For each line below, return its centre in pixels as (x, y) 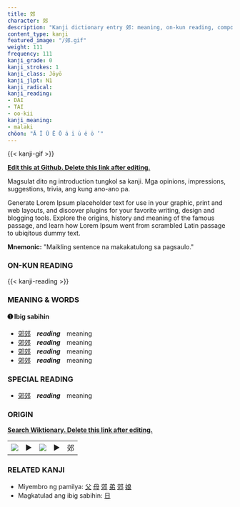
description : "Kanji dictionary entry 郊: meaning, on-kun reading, (111, 27)
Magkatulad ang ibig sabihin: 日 (64, 495)
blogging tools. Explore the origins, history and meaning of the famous (111, 218)
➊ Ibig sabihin (29, 317)
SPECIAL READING (40, 379)
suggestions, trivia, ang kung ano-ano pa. (69, 189)
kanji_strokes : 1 (33, 67)
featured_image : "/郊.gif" (47, 41)
